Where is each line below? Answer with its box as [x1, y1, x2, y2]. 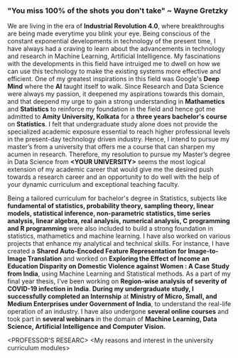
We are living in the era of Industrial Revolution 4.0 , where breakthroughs [7, 22, 225, 31]
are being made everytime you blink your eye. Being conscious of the [7, 29, 211, 38]
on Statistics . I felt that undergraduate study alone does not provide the [7, 120, 218, 129]
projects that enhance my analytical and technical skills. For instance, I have [7, 239, 229, 248]
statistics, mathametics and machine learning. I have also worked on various [7, 232, 231, 240]
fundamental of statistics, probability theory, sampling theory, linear [7, 202, 215, 210]
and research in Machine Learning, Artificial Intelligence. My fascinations [7, 52, 221, 60]
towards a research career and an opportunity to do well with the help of [7, 173, 220, 181]
